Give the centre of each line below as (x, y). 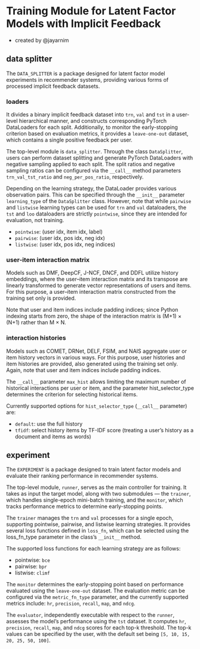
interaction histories (36, 338)
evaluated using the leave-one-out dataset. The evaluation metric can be (96, 591)
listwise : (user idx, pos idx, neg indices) (65, 244)
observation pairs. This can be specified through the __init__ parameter (96, 195)
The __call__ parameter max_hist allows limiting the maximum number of (96, 382)
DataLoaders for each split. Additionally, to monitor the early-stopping (92, 127)
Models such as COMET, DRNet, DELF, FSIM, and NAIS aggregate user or (96, 351)
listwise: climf (32, 573)
